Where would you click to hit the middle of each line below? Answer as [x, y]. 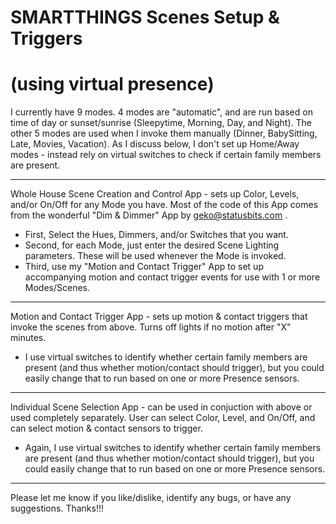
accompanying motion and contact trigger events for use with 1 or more [172, 277]
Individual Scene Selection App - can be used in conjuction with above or [161, 407]
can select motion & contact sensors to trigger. [106, 428]
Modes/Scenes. [57, 288]
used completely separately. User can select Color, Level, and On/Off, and [163, 418]
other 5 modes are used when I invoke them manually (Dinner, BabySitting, [164, 133]
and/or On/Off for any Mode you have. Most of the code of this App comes [164, 205]
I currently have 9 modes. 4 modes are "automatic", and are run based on [161, 112]
